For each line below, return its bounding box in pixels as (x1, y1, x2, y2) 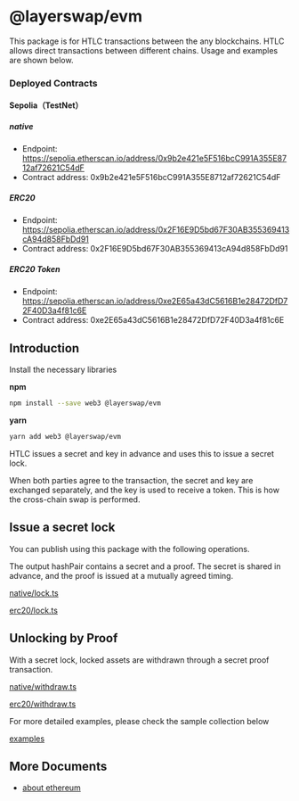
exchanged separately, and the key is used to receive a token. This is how (9, 484, 280, 495)
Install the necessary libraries (9, 364, 117, 376)
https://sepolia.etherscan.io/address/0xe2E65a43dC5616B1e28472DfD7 (21, 296, 288, 307)
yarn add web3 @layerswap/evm (9, 433, 122, 442)
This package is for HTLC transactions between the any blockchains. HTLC (9, 36, 285, 46)
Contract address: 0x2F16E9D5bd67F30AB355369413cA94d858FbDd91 (21, 244, 288, 254)
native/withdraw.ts (9, 681, 77, 692)
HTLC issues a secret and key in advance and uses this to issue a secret (9, 448, 274, 458)
